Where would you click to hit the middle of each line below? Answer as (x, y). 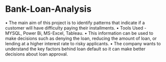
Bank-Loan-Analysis (48, 9)
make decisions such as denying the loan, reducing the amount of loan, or (81, 38)
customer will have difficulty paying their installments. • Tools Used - (76, 28)
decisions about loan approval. (37, 54)
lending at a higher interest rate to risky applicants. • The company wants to (83, 43)
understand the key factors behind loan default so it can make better (75, 49)
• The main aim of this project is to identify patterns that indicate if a (75, 23)
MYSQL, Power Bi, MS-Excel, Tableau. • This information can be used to (79, 33)
